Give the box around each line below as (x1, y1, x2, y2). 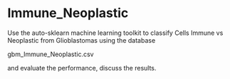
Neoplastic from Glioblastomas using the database (7, 36, 156, 44)
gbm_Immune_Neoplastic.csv (7, 50, 94, 58)
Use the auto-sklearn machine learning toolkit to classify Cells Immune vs (7, 28, 224, 37)
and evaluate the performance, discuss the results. (7, 63, 157, 72)
